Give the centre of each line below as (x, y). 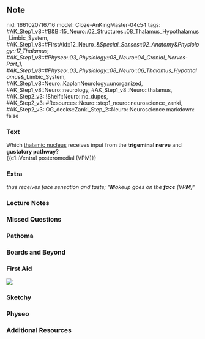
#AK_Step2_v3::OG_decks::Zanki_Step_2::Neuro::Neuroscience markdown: (100, 109)
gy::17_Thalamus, (28, 51)
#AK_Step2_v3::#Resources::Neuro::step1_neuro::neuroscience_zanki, (94, 103)
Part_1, (15, 64)
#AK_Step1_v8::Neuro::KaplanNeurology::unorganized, (75, 83)
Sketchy (19, 297)
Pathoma (20, 236)
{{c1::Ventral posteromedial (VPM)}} (51, 158)
